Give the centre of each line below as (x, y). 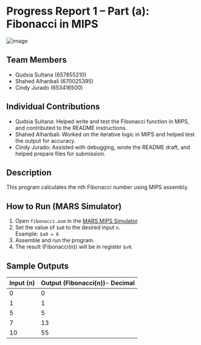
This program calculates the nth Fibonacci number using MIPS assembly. (98, 187)
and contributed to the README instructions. (71, 128)
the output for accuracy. (45, 140)
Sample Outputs (38, 266)
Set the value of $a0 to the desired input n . (68, 227)
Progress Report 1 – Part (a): (78, 11)
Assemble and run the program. (55, 241)
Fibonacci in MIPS (52, 24)
